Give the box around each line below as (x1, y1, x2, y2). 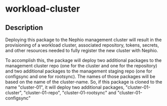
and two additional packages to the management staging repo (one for (5, 68, 153, 74)
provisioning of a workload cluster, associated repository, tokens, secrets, (5, 42, 159, 48)
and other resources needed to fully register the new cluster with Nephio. (5, 48, 158, 53)
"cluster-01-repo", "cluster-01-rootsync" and (23, 90, 116, 95)
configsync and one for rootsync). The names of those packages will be (5, 74, 155, 79)
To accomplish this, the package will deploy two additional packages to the (5, 57, 162, 63)
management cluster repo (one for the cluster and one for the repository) (5, 63, 158, 68)
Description (5, 23, 43, 32)
